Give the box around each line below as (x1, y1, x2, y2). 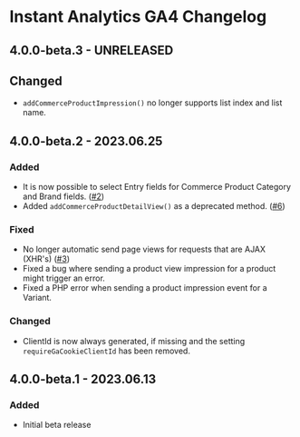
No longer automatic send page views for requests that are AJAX (22, 243, 266, 255)
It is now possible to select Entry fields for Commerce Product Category (22, 182, 292, 193)
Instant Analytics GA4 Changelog (9, 6, 267, 27)
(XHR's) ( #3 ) (22, 253, 71, 264)
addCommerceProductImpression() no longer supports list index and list (22, 97, 283, 108)
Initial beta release (22, 420, 92, 431)
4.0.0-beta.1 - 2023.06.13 (9, 372, 157, 387)
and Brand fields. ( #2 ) (22, 191, 105, 202)
